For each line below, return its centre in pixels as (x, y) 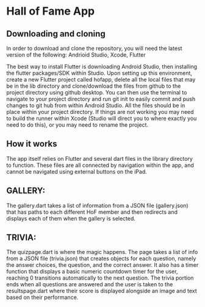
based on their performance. (42, 297)
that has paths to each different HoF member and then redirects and (92, 212)
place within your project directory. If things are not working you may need (100, 112)
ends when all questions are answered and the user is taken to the (90, 284)
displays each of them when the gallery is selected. (71, 218)
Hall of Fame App (51, 11)
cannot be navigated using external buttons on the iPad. (77, 171)
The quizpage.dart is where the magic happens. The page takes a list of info (102, 252)
